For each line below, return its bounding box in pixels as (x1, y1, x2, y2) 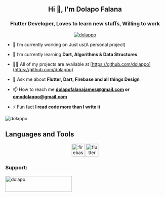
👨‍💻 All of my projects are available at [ (12, 61, 92, 67)
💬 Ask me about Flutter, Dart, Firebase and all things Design (12, 76, 140, 82)
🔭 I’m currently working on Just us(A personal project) (12, 41, 126, 47)
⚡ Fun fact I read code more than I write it (12, 104, 100, 110)
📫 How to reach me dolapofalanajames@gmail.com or (12, 86, 130, 92)
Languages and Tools (5, 130, 74, 139)
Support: (5, 164, 28, 171)
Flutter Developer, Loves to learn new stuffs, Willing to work (10, 20, 160, 27)
